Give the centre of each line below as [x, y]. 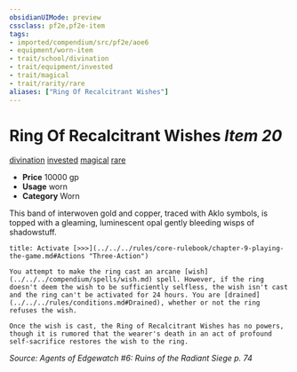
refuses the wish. [43, 311]
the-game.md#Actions [48, 257]
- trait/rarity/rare [48, 83]
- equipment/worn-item [51, 51]
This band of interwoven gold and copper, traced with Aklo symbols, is [139, 213]
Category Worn [51, 196]
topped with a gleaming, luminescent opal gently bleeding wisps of [132, 223]
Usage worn [45, 186]
